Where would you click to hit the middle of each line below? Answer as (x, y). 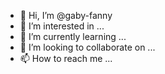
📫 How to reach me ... (66, 58)
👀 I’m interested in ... (62, 26)
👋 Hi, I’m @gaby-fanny (66, 15)
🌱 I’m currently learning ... (73, 36)
